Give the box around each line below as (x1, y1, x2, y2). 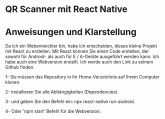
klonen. (5, 79, 21, 85)
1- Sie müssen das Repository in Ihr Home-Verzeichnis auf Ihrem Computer (5, 74, 160, 80)
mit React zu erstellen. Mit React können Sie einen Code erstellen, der (5, 48, 149, 54)
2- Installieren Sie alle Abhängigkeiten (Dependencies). (5, 89, 119, 95)
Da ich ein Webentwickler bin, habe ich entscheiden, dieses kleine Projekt (5, 43, 157, 49)
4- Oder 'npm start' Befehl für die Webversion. (5, 108, 101, 114)
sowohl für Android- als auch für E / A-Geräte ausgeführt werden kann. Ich (5, 53, 159, 59)
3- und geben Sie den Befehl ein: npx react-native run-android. (5, 98, 135, 104)
